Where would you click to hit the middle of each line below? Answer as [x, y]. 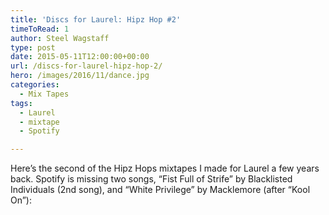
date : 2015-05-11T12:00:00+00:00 [80, 57]
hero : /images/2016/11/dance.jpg [80, 76]
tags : [21, 103]
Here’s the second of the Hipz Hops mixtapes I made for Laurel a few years [165, 168]
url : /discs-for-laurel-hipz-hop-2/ [86, 66]
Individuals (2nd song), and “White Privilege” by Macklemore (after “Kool [160, 190]
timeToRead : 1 [40, 29]
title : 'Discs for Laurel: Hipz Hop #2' [96, 19]
